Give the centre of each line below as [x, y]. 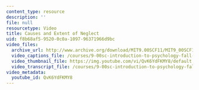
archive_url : [28, 50]
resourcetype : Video [32, 28]
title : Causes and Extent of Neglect [53, 34]
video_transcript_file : [41, 67]
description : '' [26, 17]
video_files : [22, 45]
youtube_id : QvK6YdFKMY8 [42, 78]
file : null [20, 22]
